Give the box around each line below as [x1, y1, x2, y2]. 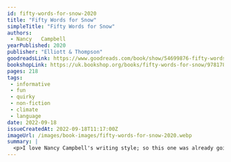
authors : [7, 29, 32, 37]
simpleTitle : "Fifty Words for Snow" [7, 23, 115, 30]
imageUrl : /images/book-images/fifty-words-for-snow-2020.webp [7, 132, 192, 139]
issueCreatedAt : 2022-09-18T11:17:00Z [7, 125, 118, 132]
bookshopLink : [7, 61, 48, 68]
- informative [10, 81, 51, 88]
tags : [7, 74, 23, 81]
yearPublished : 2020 [7, 42, 67, 49]
